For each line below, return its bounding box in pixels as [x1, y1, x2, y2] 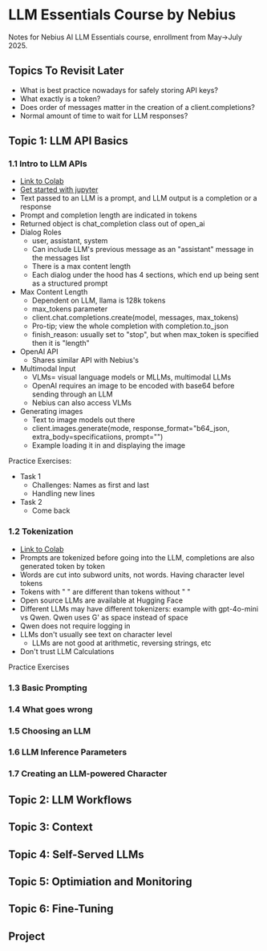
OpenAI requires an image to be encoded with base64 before [31, 381, 235, 391]
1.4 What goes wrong [8, 704, 93, 715]
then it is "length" [31, 339, 90, 348]
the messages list [31, 253, 91, 262]
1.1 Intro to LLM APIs [8, 158, 87, 169]
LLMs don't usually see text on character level [19, 629, 172, 639]
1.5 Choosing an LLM [8, 725, 91, 736]
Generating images [19, 407, 83, 417]
